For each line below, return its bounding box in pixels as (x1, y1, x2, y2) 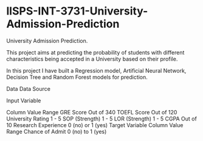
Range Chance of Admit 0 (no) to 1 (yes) (6, 128, 107, 135)
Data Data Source (6, 85, 50, 92)
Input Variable (6, 97, 41, 104)
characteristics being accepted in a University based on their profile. (6, 55, 178, 62)
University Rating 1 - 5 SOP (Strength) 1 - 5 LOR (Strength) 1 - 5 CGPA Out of (6, 115, 198, 122)
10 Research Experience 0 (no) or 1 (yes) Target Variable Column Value (6, 121, 184, 128)
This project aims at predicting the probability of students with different (6, 48, 185, 56)
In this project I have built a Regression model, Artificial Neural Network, (6, 67, 187, 74)
